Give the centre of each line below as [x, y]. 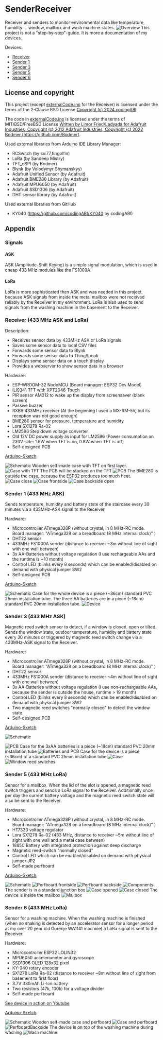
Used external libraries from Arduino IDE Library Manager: [63, 144]
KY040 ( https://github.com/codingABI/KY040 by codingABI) [72, 213]
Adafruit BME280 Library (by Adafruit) [50, 179]
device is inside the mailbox [33, 895]
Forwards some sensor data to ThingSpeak [55, 355]
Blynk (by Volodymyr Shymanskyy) [47, 169]
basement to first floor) [35, 978]
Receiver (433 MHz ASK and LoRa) [47, 320]
